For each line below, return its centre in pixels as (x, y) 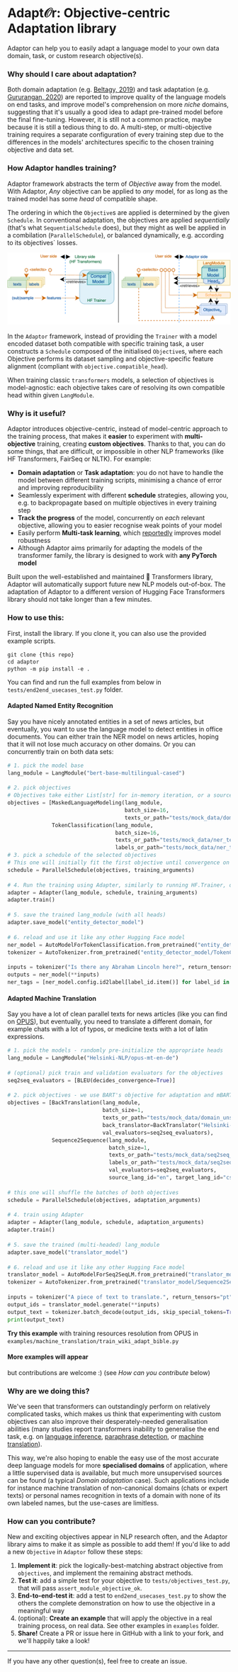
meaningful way (41, 1611)
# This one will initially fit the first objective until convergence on (119, 863)
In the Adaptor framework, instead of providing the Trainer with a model (112, 336)
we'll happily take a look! (53, 1641)
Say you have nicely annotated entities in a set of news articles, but (106, 722)
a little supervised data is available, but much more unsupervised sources (115, 1473)
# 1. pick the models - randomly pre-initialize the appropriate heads (115, 1050)
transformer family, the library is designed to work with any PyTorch (117, 556)
